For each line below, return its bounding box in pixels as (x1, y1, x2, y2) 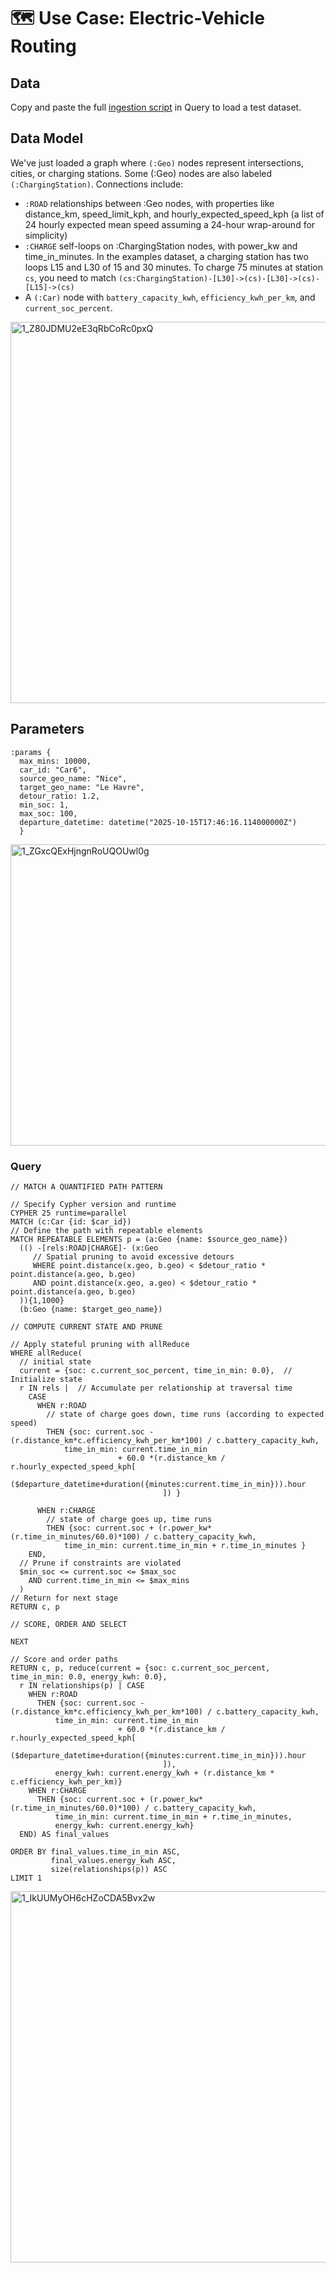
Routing (10, 35, 77, 58)
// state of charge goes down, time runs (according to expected (46, 1409, 325, 1419)
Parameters (10, 721, 85, 738)
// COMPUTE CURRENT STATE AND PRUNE (10, 1321, 163, 1332)
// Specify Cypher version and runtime (10, 1199, 177, 1209)
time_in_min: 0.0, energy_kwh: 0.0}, (10, 1671, 168, 1682)
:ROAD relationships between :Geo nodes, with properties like (24, 197, 275, 209)
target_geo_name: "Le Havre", (19, 782, 145, 792)
